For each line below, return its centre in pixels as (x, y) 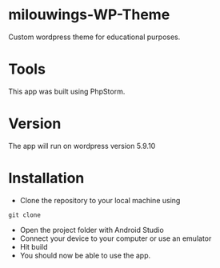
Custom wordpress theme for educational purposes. (94, 37)
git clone (25, 215)
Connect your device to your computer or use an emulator (116, 238)
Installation (46, 178)
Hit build (34, 246)
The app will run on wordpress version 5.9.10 (82, 146)
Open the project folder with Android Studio (92, 230)
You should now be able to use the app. (85, 255)
